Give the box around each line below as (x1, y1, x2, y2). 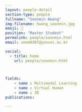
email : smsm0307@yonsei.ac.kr (5, 40, 68, 45)
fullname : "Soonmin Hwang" (5, 16, 61, 21)
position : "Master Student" (5, 30, 64, 35)
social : (5, 48, 21, 54)
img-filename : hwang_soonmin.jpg (5, 21, 75, 26)
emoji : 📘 (5, 26, 23, 31)
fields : (5, 76, 21, 81)
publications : (5, 94, 35, 100)
